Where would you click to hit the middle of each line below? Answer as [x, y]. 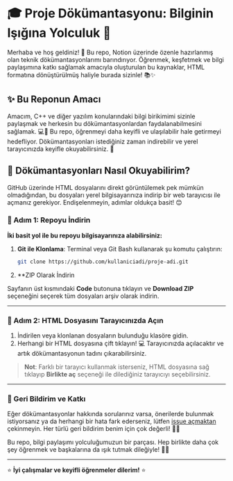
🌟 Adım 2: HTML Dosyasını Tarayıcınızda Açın [86, 320]
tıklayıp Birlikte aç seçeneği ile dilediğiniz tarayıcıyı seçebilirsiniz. [117, 374]
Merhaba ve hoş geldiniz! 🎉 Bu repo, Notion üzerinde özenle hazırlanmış [110, 52]
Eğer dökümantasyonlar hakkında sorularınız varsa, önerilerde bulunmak [111, 414]
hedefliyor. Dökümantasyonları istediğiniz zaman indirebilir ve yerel [103, 141]
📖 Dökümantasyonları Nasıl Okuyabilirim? [99, 171]
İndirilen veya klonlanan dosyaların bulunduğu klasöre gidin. [103, 336]
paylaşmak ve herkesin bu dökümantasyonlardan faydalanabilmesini [105, 123]
